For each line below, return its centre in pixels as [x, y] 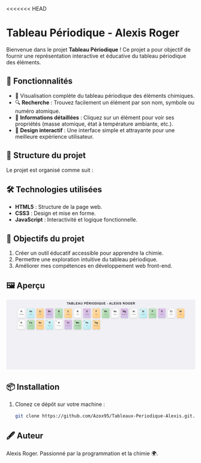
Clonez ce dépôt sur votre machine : [60, 404]
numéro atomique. [37, 111]
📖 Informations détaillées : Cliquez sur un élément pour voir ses [94, 117]
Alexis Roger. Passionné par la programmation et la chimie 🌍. [82, 453]
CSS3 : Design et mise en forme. [55, 213]
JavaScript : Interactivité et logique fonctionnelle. [76, 220]
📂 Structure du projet [46, 156]
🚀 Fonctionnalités [40, 81]
